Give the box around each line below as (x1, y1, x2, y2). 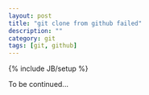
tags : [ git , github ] (8, 42, 78, 50)
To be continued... (8, 80, 68, 89)
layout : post (8, 11, 52, 20)
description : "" (8, 27, 63, 35)
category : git (8, 34, 56, 43)
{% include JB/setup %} (8, 64, 89, 73)
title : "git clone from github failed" (8, 19, 143, 27)
